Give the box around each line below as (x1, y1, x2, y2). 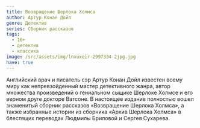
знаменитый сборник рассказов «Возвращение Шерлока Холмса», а (6, 101, 184, 109)
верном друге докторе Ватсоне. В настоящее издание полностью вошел (6, 95, 194, 103)
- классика (11, 48, 39, 54)
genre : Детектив (6, 20, 47, 26)
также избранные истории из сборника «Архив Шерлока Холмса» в (6, 108, 182, 115)
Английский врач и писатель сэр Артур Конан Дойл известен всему (6, 76, 183, 83)
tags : (6, 31, 20, 37)
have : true (6, 59, 34, 65)
